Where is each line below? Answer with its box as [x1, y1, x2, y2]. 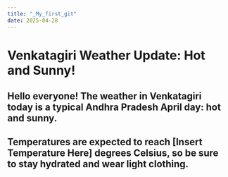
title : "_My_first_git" [7, 10, 77, 18]
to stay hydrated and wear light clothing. [7, 158, 189, 170]
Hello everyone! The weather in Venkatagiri [7, 90, 202, 102]
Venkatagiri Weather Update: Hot [7, 47, 205, 63]
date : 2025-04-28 [7, 17, 58, 24]
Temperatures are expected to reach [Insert [7, 136, 203, 148]
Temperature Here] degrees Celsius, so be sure [7, 147, 219, 159]
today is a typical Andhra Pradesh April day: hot [7, 102, 222, 114]
